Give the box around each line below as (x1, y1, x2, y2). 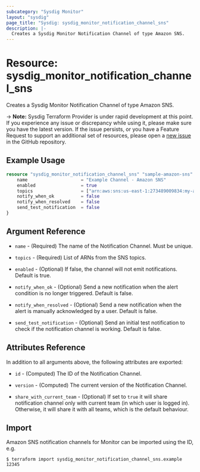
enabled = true (17, 182, 97, 188)
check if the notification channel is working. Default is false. (14, 325, 162, 332)
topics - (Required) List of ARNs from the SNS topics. (14, 254, 146, 261)
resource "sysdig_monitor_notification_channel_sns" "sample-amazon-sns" (6, 171, 193, 177)
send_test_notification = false (17, 205, 100, 211)
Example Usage (6, 155, 65, 165)
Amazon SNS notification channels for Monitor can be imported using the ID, (6, 439, 194, 446)
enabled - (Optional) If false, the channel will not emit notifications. (14, 265, 177, 273)
